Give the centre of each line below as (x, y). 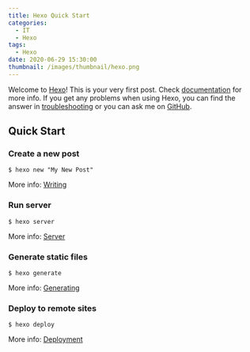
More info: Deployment (45, 339)
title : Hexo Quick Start (49, 15)
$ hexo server (32, 221)
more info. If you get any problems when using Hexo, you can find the (122, 98)
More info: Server (37, 236)
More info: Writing (38, 185)
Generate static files (48, 256)
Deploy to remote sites (53, 308)
